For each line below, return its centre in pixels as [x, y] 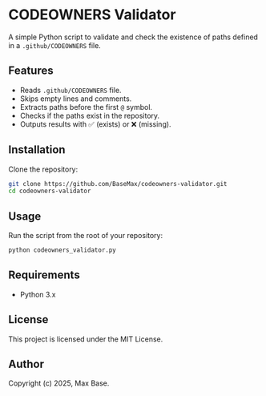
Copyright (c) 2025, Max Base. [59, 383]
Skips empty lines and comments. [76, 99]
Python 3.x [38, 294]
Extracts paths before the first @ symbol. [86, 107]
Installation [37, 150]
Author [26, 364]
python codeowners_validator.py [62, 250]
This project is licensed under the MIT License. [86, 339]
